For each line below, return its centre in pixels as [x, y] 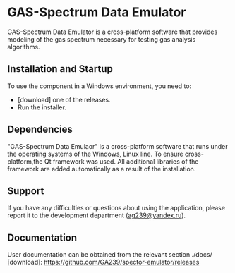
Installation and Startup [60, 69]
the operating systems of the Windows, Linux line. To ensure [95, 154]
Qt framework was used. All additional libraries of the [121, 161]
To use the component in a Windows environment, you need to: [100, 86]
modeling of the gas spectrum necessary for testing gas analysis [102, 39]
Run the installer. [42, 107]
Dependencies [40, 129]
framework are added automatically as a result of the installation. [102, 169]
